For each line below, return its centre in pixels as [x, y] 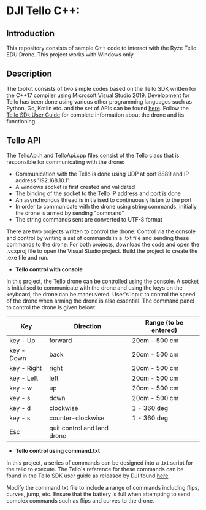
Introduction [31, 33]
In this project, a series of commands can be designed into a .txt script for [100, 462]
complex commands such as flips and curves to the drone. [80, 500]
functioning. [21, 121]
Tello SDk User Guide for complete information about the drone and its [95, 115]
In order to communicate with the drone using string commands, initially [106, 206]
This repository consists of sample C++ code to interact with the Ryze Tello [101, 48]
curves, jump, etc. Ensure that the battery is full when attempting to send [98, 494]
